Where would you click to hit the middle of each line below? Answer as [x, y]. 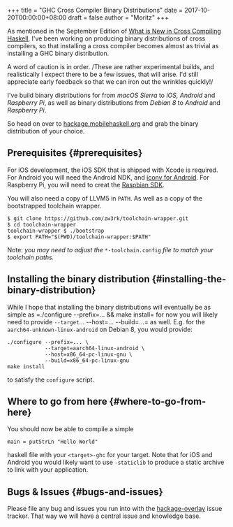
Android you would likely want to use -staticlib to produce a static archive [116, 462]
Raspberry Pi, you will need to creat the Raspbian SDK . [86, 185]
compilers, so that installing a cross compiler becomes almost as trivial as [113, 46]
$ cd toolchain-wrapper [42, 224]
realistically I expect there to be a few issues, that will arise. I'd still [103, 74]
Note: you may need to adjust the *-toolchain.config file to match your [111, 250]
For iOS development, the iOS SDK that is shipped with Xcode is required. [113, 170]
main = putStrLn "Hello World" [53, 442]
